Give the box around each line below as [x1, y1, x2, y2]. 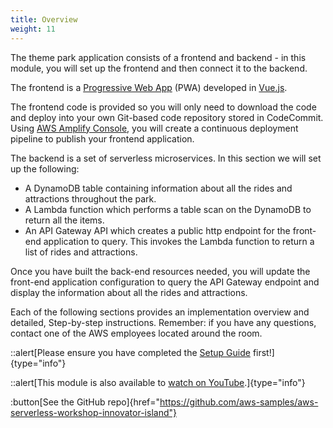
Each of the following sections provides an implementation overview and [10, 306, 310, 318]
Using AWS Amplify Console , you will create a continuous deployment [10, 122, 299, 134]
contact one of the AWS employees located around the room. [10, 327, 263, 339]
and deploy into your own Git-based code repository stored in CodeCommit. [10, 111, 324, 123]
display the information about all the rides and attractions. [10, 286, 248, 298]
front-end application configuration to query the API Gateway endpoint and [10, 276, 320, 288]
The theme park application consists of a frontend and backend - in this [10, 51, 307, 63]
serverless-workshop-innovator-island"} [10, 406, 177, 418]
